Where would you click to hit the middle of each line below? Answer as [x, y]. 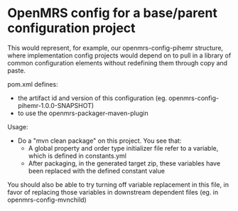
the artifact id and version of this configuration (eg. [92, 98]
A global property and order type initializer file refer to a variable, [123, 148]
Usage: [18, 126]
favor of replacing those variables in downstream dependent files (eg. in [113, 192]
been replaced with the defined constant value [97, 171]
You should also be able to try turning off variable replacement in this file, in [118, 184]
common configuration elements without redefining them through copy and [118, 63]
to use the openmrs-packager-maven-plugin [83, 113]
